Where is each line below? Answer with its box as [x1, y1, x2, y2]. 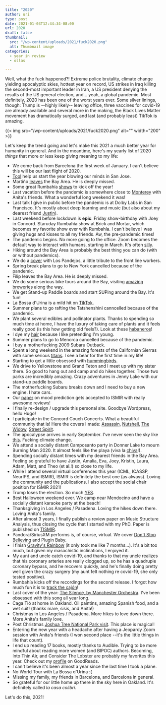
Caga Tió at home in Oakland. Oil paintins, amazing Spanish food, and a [12, 600, 159, 606]
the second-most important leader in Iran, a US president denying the [5, 86, 147, 92]
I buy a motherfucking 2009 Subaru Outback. [12, 342, 106, 348]
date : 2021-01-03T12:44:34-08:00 [5, 21, 74, 26]
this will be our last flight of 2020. [12, 168, 81, 174]
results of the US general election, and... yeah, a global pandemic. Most [5, 92, 152, 98]
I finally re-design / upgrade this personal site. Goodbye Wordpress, [12, 405, 151, 411]
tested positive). [12, 574, 46, 580]
